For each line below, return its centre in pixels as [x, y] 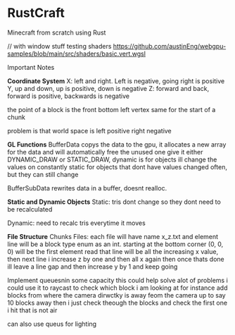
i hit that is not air [32, 310]
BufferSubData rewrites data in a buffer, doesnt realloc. [87, 188]
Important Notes [31, 67]
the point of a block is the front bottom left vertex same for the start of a [112, 109]
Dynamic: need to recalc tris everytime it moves [76, 223]
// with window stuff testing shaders [59, 46]
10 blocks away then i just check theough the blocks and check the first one [117, 303]
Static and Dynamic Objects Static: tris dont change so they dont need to [114, 202]
